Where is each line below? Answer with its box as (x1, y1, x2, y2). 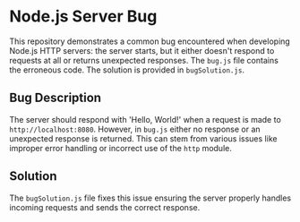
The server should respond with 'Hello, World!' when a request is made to (9, 114, 282, 124)
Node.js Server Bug (9, 6, 158, 27)
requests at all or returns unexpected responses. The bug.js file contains (9, 55, 279, 65)
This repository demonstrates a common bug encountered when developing (9, 36, 291, 47)
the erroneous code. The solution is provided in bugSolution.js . (9, 64, 244, 75)
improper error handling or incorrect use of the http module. (9, 142, 233, 153)
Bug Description (9, 90, 101, 106)
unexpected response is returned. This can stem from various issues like (9, 132, 278, 144)
